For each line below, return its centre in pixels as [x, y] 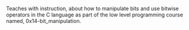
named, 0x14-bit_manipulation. [44, 21]
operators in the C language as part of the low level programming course [94, 15]
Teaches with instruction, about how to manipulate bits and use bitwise [92, 9]
